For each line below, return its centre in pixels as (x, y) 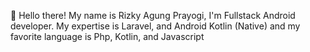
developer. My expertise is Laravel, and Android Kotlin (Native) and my (155, 26)
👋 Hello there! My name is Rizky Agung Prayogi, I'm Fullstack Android (153, 15)
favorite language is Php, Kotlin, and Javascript (107, 36)
